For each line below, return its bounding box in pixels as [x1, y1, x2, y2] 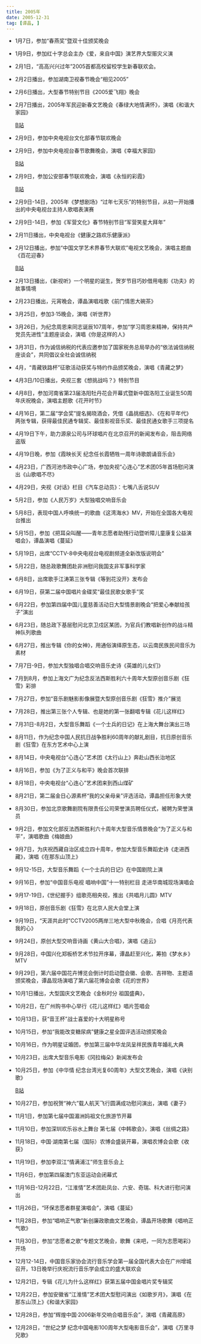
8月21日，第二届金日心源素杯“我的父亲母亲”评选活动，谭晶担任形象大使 [14, 792, 192, 800]
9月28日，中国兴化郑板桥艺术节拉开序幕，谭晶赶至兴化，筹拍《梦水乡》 [14, 950, 193, 957]
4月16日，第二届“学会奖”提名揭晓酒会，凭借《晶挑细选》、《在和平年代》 [14, 410, 192, 417]
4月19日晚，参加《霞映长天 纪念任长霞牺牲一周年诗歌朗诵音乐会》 [14, 450, 178, 458]
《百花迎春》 [14, 252, 47, 259]
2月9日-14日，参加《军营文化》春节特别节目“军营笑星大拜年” [14, 219, 166, 226]
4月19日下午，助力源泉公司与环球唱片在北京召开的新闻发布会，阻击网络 [14, 430, 193, 437]
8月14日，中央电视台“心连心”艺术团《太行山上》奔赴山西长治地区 [14, 754, 176, 761]
